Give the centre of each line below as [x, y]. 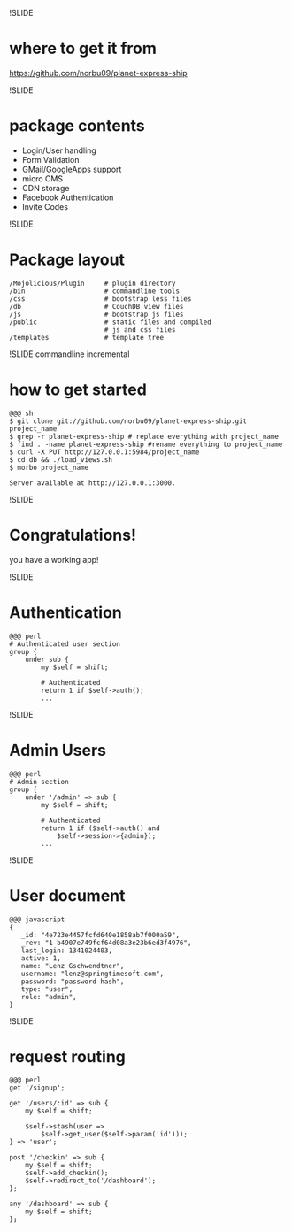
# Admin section [39, 782]
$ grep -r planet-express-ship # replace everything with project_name [144, 436]
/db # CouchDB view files [96, 306]
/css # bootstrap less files [100, 299]
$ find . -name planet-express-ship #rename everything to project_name [146, 444]
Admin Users [58, 750]
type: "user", [47, 989]
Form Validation [50, 159]
